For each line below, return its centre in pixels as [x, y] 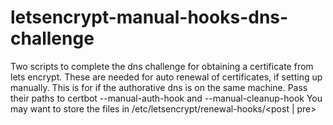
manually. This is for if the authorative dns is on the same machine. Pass [159, 87]
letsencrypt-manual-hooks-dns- [149, 17]
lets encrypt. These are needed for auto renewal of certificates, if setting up [166, 77]
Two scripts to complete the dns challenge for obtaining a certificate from [162, 66]
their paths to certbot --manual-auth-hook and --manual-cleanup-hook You [166, 98]
